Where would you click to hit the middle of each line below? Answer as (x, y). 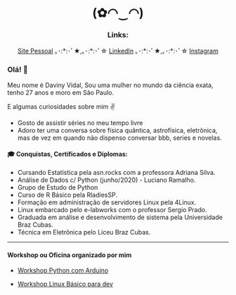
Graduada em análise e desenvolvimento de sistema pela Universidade (120, 217)
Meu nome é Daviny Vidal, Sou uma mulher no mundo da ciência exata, (110, 85)
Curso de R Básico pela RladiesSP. (67, 195)
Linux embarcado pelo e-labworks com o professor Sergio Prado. (112, 209)
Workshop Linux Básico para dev (65, 284)
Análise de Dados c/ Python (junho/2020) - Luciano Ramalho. (106, 180)
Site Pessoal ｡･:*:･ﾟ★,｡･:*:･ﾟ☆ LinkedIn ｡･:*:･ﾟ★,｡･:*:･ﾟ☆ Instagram (118, 51)
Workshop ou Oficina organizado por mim (70, 255)
